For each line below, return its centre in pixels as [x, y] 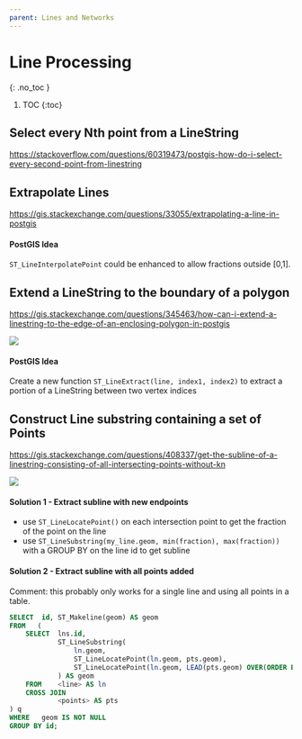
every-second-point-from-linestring [75, 164]
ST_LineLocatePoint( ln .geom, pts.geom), [150, 659]
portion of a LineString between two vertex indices [103, 391]
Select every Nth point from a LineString [124, 133]
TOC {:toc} [42, 104]
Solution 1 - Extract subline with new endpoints [99, 501]
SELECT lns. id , [56, 634]
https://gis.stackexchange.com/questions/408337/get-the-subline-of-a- [144, 455]
